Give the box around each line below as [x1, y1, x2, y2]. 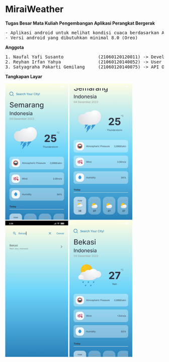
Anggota [5, 44, 24, 50]
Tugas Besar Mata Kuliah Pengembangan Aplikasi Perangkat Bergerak [5, 20, 155, 26]
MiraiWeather [5, 4, 64, 15]
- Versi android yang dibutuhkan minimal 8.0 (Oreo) [5, 35, 138, 41]
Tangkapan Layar [5, 73, 43, 79]
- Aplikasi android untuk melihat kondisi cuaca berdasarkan [5, 30, 159, 36]
